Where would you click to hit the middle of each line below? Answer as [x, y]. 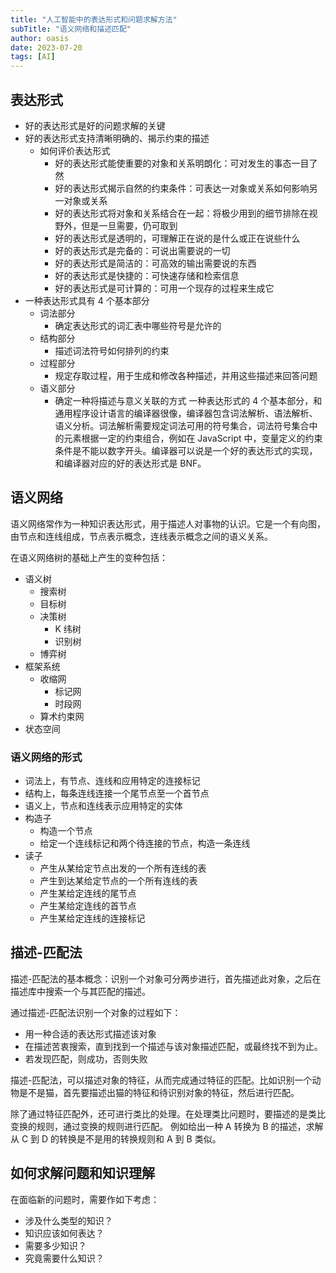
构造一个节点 [66, 831]
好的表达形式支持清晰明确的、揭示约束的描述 [117, 138]
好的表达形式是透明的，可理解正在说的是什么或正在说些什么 [177, 238]
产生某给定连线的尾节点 [88, 893]
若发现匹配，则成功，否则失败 [86, 1058]
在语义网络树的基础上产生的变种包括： [89, 557]
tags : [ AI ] [33, 57]
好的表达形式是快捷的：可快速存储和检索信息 [147, 275]
